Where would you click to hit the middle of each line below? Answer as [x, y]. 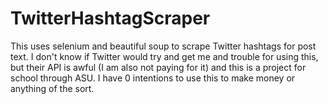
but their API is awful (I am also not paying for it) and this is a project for [158, 67]
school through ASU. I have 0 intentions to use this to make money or [153, 78]
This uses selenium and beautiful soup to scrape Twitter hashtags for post [163, 46]
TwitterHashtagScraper [110, 18]
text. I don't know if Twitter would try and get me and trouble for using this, [164, 56]
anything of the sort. [52, 88]
